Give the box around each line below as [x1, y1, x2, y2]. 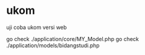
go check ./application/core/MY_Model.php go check [6, 35, 139, 42]
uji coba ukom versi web [6, 24, 67, 31]
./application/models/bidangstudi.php [6, 42, 100, 49]
